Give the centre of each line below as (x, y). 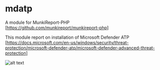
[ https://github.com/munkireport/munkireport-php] (57, 27)
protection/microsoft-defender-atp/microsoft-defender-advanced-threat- (80, 48)
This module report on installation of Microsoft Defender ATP (67, 37)
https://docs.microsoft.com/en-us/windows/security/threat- (68, 42)
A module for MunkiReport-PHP (37, 22)
